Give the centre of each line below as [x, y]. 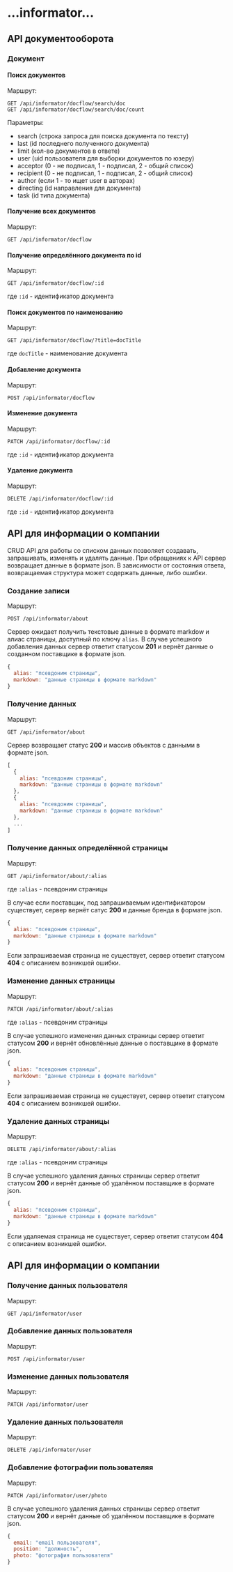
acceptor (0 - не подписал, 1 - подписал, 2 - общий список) [105, 165]
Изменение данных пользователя [68, 1377]
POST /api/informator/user [46, 1359]
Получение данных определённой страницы [88, 848]
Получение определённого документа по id [74, 255]
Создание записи [38, 591]
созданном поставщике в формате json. [67, 654]
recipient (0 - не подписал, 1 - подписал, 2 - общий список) [105, 173]
